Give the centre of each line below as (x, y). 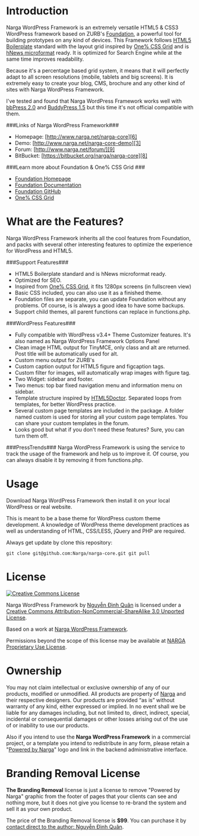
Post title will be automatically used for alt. (67, 353)
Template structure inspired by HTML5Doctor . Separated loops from (98, 398)
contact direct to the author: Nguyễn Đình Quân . (65, 826)
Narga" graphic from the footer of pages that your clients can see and (91, 796)
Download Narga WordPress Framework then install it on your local (88, 500)
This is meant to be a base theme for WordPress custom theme (83, 518)
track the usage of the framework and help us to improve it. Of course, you (98, 454)
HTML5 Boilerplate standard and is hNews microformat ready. (90, 274)
